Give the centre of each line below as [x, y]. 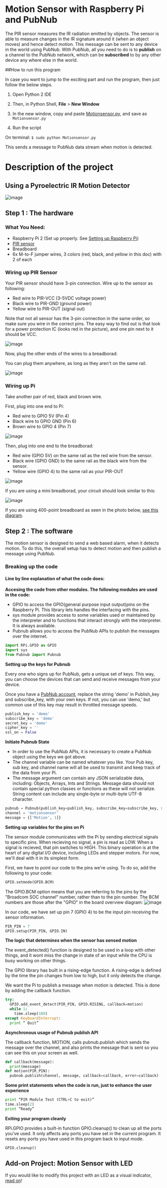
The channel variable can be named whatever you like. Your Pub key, [83, 762]
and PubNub [31, 20]
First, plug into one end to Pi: [35, 406]
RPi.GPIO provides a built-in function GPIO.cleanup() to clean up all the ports [83, 1128]
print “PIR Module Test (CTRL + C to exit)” [50, 1100]
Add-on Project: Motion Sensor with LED [69, 1163]
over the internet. [30, 636]
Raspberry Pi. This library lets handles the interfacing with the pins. [81, 610]
